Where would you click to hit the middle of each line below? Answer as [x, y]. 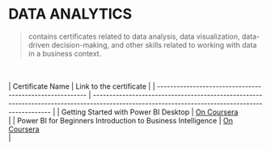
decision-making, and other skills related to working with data [154, 44]
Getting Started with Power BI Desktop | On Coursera [150, 112]
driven [39, 44]
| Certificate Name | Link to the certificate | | [82, 86]
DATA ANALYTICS [70, 14]
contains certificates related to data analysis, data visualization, [134, 36]
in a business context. [65, 53]
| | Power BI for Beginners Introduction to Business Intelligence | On [121, 120]
